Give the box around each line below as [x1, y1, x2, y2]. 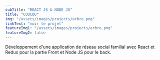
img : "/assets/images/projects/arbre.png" [5, 16, 95, 21]
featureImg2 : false [5, 30, 46, 35]
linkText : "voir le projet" [5, 21, 64, 26]
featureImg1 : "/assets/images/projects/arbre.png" [5, 26, 113, 31]
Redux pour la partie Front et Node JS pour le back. [5, 49, 111, 55]
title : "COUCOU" [5, 12, 39, 17]
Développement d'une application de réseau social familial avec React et [5, 44, 155, 50]
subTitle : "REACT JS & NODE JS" [5, 7, 72, 12]
